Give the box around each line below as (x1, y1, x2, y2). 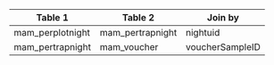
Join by (206, 12, 239, 23)
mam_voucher (99, 41, 159, 53)
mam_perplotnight (13, 27, 91, 38)
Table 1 (36, 12, 69, 23)
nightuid (186, 27, 220, 38)
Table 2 (121, 12, 154, 23)
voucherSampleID (186, 41, 262, 53)
